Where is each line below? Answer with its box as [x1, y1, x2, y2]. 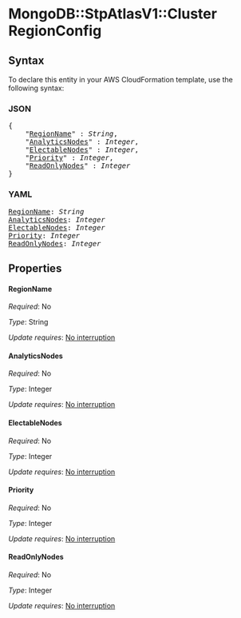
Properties [8, 261, 62, 275]
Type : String [8, 317, 49, 327]
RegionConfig [8, 22, 102, 40]
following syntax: [8, 83, 65, 93]
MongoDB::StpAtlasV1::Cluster [8, 5, 218, 23]
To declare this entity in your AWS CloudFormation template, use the [8, 75, 233, 84]
